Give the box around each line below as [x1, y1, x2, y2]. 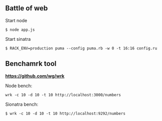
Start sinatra [5, 36, 31, 42]
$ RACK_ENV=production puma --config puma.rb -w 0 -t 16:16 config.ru [5, 45, 157, 51]
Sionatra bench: [5, 101, 38, 107]
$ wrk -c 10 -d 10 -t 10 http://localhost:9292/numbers [5, 111, 126, 116]
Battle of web [5, 4, 48, 13]
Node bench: [5, 83, 32, 89]
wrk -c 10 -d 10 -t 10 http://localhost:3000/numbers [5, 92, 121, 97]
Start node [5, 17, 27, 23]
